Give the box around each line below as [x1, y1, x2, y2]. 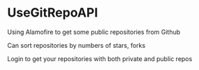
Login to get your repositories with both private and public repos [7, 54, 193, 63]
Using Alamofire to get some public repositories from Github [7, 28, 181, 36]
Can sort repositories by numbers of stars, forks [7, 41, 146, 49]
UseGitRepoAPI [7, 5, 98, 21]
